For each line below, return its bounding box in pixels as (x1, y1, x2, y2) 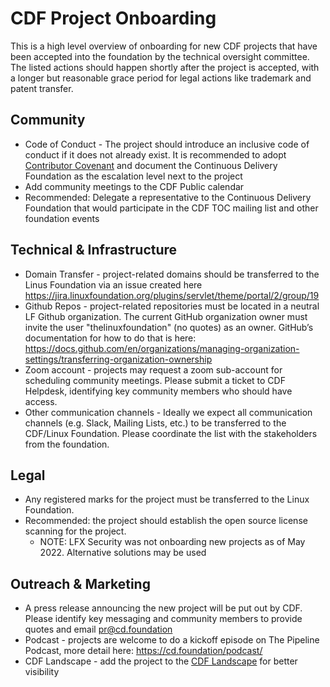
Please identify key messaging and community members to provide (24, 613, 303, 625)
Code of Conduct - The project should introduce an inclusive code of (24, 138, 310, 150)
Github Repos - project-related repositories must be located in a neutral (24, 300, 320, 312)
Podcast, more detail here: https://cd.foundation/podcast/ (24, 645, 263, 657)
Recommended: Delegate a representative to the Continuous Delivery (24, 191, 312, 203)
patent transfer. (10, 82, 74, 94)
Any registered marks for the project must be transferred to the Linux (24, 493, 310, 506)
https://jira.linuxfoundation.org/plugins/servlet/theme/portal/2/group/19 (24, 289, 320, 301)
